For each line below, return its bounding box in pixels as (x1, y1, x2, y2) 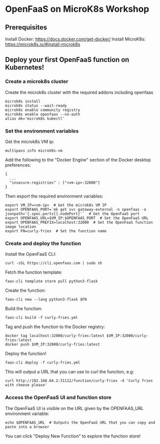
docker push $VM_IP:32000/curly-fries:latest (5, 342, 100, 347)
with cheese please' (5, 383, 48, 388)
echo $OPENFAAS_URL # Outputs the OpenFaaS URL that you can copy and (5, 420, 155, 425)
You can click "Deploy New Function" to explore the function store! (5, 433, 141, 439)
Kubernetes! (5, 63, 44, 72)
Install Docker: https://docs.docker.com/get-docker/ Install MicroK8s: (5, 36, 146, 42)
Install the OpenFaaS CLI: (5, 251, 57, 257)
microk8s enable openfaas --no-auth (5, 112, 80, 117)
